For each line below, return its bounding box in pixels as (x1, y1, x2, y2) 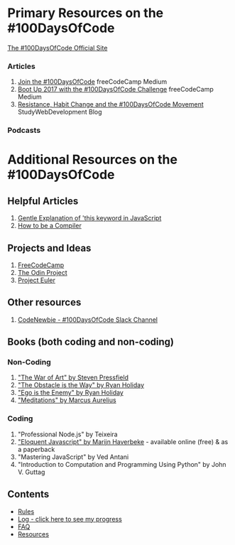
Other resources (7, 296, 82, 308)
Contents (7, 488, 50, 500)
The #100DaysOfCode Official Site (7, 43, 108, 52)
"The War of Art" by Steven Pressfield (17, 373, 129, 382)
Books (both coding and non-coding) (7, 336, 174, 348)
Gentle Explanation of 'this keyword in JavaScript (17, 214, 162, 222)
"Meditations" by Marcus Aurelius (17, 396, 116, 404)
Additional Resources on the (7, 151, 177, 168)
